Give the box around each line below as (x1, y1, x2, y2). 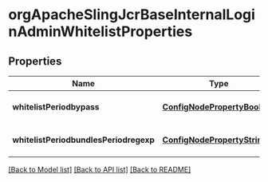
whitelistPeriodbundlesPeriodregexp (12, 134, 156, 145)
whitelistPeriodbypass (12, 101, 100, 113)
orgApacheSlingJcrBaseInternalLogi (8, 6, 255, 24)
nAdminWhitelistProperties (8, 22, 193, 41)
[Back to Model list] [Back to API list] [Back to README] (8, 165, 191, 174)
